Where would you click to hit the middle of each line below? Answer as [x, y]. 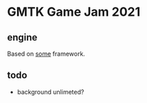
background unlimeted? [50, 92]
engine [22, 37]
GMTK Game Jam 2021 [74, 12]
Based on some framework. [46, 54]
